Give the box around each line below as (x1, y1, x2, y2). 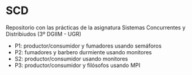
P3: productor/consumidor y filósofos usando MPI (14, 62, 141, 69)
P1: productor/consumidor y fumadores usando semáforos (14, 42, 162, 49)
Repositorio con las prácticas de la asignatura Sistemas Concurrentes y (6, 24, 186, 31)
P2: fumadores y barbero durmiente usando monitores (14, 48, 152, 55)
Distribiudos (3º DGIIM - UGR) (6, 30, 82, 37)
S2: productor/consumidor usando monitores (14, 55, 128, 62)
